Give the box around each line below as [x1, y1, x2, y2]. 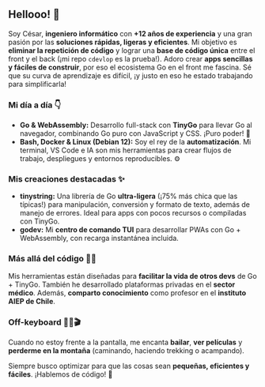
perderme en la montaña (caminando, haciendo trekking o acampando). [8, 346, 245, 355]
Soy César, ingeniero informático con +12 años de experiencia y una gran [8, 28, 253, 38]
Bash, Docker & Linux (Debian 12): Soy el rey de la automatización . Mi [19, 137, 252, 147]
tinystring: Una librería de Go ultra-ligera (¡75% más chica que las [19, 191, 238, 201]
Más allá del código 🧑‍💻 [8, 254, 97, 265]
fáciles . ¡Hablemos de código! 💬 [8, 370, 113, 379]
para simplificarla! [8, 79, 67, 88]
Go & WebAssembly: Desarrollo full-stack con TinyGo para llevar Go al [19, 120, 253, 130]
